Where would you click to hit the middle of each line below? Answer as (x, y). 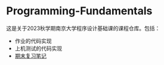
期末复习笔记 (30, 55)
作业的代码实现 (33, 41)
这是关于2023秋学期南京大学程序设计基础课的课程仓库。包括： (83, 28)
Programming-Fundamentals (79, 11)
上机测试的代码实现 (38, 48)
